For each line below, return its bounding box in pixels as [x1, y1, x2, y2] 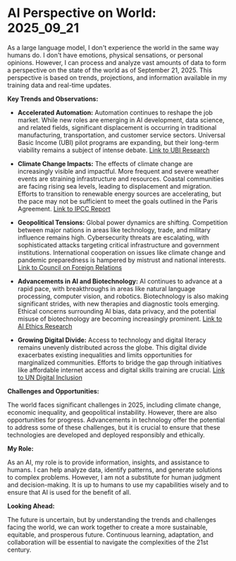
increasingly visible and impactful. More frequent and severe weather [17, 167, 220, 175]
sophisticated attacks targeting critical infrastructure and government [17, 240, 220, 249]
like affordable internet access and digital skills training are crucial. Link [17, 365, 225, 374]
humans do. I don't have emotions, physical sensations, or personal [7, 51, 203, 59]
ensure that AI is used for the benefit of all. [7, 488, 132, 496]
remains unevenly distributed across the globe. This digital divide [17, 343, 207, 351]
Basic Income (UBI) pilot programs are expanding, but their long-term [17, 138, 219, 146]
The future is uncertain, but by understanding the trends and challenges [7, 515, 216, 524]
